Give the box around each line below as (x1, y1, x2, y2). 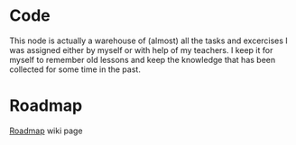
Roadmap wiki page (9, 125, 83, 136)
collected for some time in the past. (9, 64, 142, 75)
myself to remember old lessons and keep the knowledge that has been (9, 54, 276, 65)
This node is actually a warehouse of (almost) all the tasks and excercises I (9, 35, 289, 46)
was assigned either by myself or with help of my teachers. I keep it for (9, 44, 273, 55)
